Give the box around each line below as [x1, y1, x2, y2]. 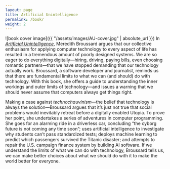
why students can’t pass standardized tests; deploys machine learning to [5, 131, 158, 137]
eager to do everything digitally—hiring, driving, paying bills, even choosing [5, 57, 163, 63]
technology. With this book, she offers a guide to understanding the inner [5, 78, 158, 85]
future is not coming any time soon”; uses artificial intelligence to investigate [5, 126, 164, 132]
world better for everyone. [5, 158, 60, 164]
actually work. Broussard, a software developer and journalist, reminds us [5, 68, 159, 74]
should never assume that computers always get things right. [5, 89, 133, 95]
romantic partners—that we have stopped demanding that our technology [5, 62, 159, 68]
